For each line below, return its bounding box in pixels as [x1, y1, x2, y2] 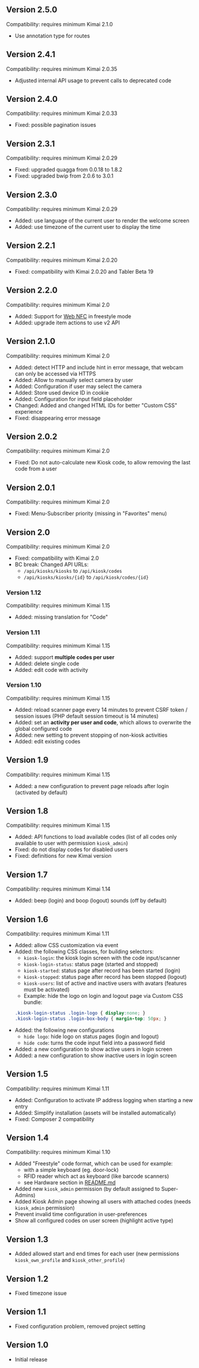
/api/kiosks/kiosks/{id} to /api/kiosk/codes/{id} [23, 573, 149, 581]
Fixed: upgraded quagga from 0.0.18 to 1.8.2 [14, 166, 123, 173]
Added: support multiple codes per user [14, 653, 115, 660]
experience [14, 408, 43, 415]
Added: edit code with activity [14, 666, 89, 673]
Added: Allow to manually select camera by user [14, 376, 134, 383]
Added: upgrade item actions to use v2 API [14, 319, 120, 326]
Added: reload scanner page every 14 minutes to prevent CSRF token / [14, 706, 188, 713]
